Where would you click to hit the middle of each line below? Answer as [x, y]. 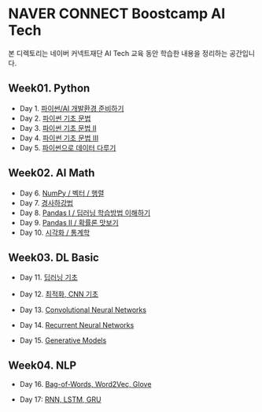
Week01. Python [49, 89]
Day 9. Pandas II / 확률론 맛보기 [69, 222]
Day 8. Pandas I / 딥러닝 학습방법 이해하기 [85, 213]
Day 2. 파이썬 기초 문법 [55, 118]
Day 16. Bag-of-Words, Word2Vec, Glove [85, 384]
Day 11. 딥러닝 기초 [49, 277]
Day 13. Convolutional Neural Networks [83, 310]
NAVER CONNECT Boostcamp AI [117, 14]
